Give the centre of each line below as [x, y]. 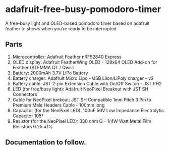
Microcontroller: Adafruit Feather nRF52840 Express [67, 57]
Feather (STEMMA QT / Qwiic [43, 67]
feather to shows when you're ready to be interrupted [61, 28]
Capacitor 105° [28, 116]
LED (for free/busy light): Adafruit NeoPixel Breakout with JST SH [80, 89]
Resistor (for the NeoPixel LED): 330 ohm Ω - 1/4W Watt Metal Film [82, 121]
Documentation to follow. [46, 142]
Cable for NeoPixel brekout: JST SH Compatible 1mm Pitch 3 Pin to [82, 99]
